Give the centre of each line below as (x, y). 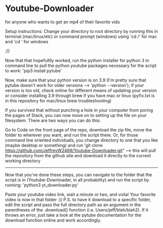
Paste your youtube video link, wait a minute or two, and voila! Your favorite (81, 194)
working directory (23, 161)
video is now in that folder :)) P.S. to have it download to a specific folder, (78, 199)
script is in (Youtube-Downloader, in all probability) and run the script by (77, 179)
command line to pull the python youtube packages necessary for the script (81, 65)
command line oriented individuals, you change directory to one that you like (81, 140)
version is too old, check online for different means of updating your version (81, 90)
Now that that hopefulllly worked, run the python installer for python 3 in (77, 60)
